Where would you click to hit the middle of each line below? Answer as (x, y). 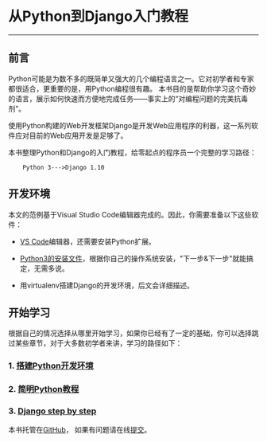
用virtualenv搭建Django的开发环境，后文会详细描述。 (107, 285)
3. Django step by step (52, 411)
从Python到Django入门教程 (99, 16)
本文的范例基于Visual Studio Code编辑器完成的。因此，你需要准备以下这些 (130, 214)
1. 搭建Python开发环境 (51, 366)
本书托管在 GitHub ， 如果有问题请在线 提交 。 (80, 429)
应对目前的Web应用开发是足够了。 (71, 135)
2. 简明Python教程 (44, 389)
